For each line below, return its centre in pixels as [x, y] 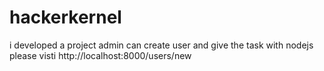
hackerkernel [65, 17]
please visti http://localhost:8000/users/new [100, 55]
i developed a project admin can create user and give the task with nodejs [161, 45]
